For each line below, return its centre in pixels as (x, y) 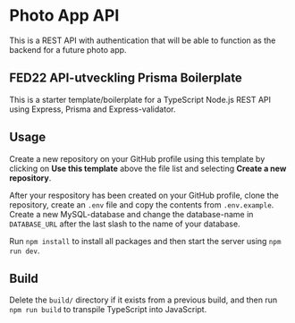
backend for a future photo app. (68, 49)
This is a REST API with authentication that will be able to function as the (143, 40)
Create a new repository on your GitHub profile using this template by (137, 158)
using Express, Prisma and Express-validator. (93, 109)
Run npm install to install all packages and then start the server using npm (145, 241)
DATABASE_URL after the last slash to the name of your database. (125, 224)
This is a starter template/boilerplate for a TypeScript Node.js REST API (140, 99)
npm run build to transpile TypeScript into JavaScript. (108, 310)
